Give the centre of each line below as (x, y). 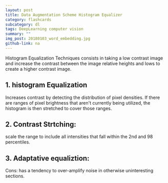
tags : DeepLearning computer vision (44, 29)
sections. (15, 176)
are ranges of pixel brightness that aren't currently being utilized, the (78, 103)
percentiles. (18, 142)
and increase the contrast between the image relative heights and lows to (83, 63)
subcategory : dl (23, 24)
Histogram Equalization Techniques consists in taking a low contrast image (84, 58)
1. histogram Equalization (46, 85)
